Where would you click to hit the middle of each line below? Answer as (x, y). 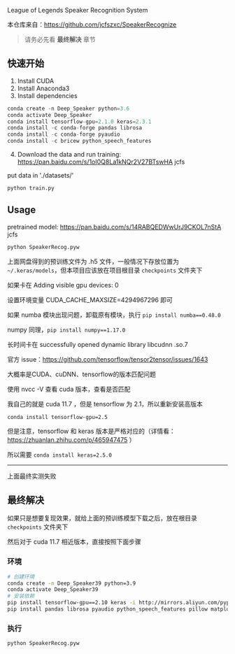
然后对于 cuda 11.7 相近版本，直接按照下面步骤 (74, 542)
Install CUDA (36, 80)
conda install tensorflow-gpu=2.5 (58, 417)
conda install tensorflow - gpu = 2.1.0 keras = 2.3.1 (79, 122)
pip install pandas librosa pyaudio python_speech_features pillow (108, 609)
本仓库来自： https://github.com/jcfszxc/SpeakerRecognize (92, 24)
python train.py (31, 188)
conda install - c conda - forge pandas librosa (74, 128)
